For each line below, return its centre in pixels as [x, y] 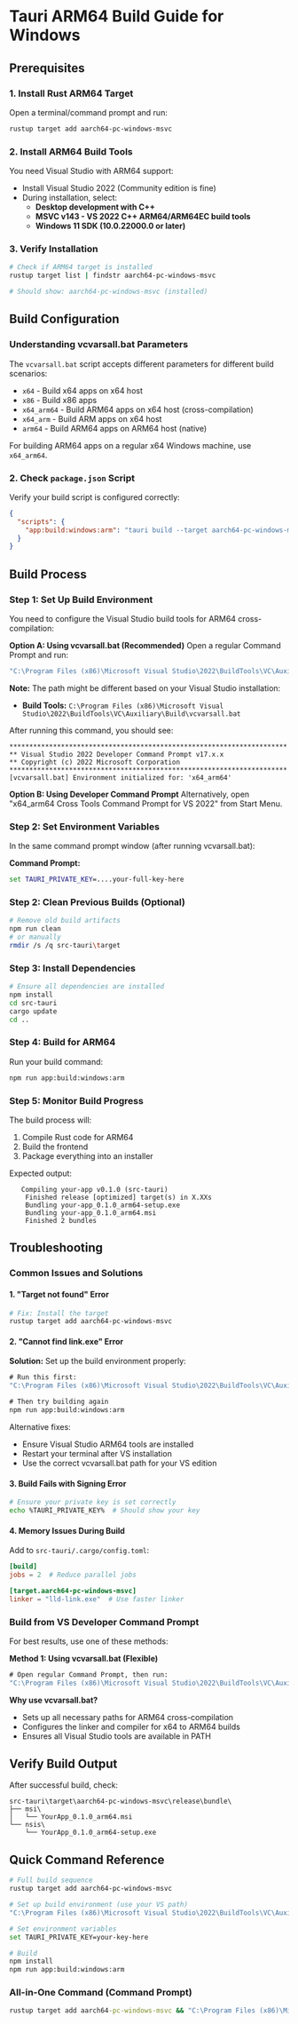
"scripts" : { [41, 521]
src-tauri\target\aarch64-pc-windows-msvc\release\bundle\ [121, 1802]
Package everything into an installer [87, 1156]
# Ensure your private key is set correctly [93, 1503]
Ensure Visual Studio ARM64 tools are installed [108, 1444]
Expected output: [41, 1173]
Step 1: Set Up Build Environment [81, 599]
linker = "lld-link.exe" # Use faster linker [97, 1599]
